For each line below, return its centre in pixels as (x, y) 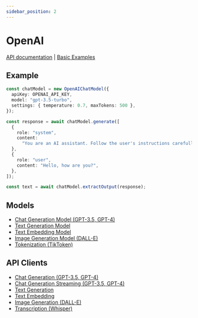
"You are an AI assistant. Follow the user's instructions (95, 144)
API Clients (27, 263)
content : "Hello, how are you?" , (58, 165)
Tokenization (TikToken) (44, 244)
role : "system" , (37, 132)
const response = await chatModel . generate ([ (63, 121)
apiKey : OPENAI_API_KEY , (42, 95)
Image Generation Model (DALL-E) (56, 238)
